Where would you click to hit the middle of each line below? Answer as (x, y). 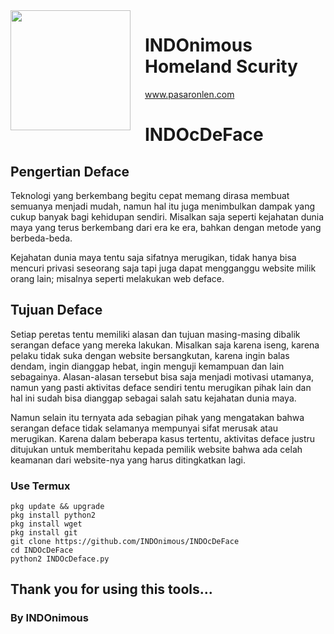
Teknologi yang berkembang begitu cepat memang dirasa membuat (150, 195)
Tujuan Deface (56, 310)
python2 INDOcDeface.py (60, 559)
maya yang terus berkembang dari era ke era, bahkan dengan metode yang (166, 227)
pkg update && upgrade (57, 507)
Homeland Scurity (221, 66)
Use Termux (40, 486)
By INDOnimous (49, 618)
